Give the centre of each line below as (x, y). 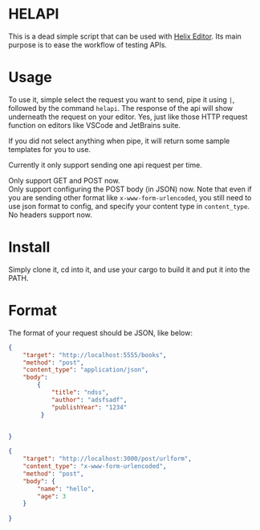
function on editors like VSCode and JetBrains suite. (95, 125)
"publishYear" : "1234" (89, 407)
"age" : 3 (52, 496)
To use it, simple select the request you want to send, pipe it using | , (122, 99)
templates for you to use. (49, 149)
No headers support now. (50, 215)
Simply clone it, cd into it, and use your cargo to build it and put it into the (129, 269)
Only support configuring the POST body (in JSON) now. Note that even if (130, 189)
